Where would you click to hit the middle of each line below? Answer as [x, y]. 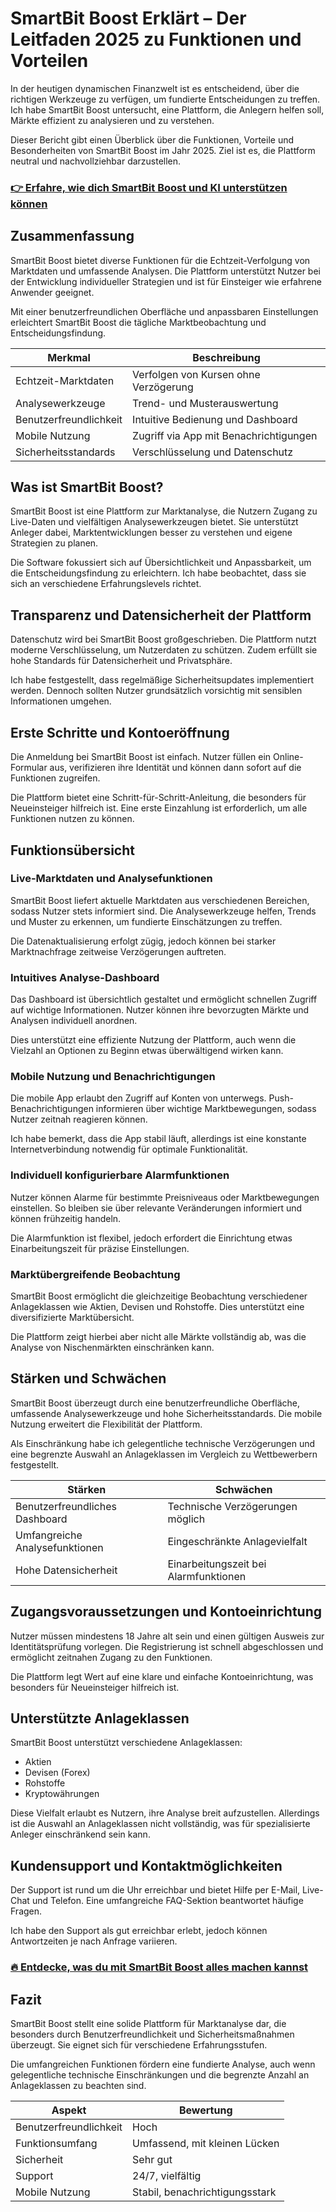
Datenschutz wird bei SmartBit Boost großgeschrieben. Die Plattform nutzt [163, 639]
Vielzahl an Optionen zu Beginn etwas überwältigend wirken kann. [147, 1051]
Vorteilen [49, 61]
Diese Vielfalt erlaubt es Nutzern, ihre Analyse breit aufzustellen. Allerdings [165, 1813]
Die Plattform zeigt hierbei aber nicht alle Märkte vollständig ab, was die [158, 1336]
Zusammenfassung [72, 236]
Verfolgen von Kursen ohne [196, 374]
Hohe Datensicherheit [66, 1570]
